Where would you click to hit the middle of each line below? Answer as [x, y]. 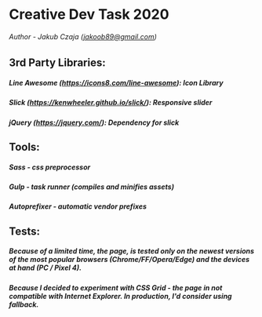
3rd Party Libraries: [57, 63]
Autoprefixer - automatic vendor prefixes [78, 206]
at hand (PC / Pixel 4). [45, 268]
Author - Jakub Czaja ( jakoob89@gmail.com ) [83, 36]
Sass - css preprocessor [50, 167]
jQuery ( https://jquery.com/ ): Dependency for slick [94, 122]
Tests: [24, 231]
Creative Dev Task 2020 [89, 15]
